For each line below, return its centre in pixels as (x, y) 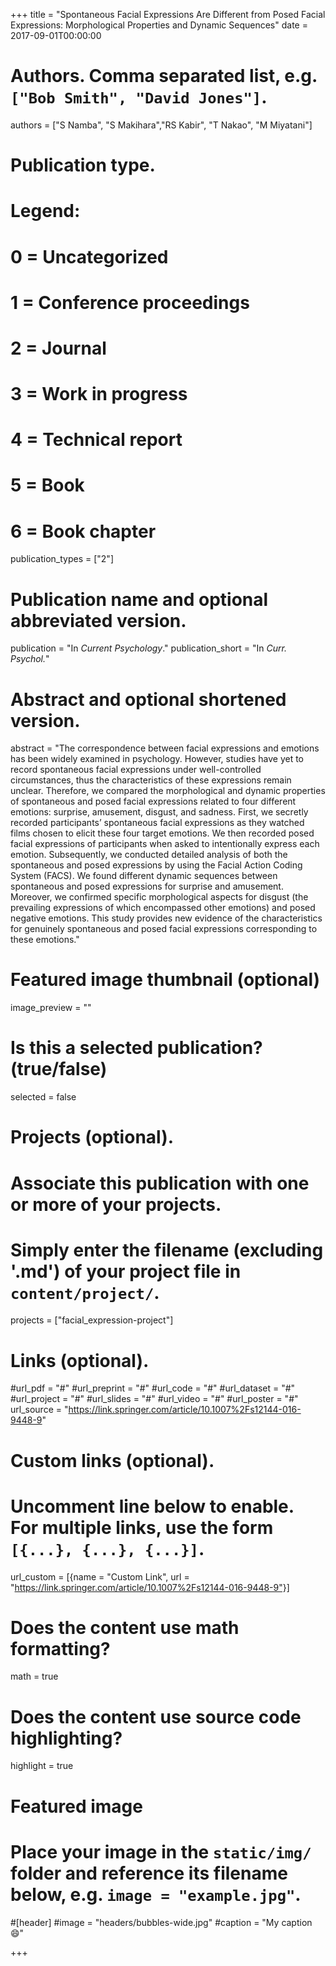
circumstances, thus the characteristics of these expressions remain (151, 780)
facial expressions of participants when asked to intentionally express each (165, 844)
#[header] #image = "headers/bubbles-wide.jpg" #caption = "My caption (161, 1922)
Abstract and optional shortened (148, 699)
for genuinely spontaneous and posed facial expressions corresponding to (164, 929)
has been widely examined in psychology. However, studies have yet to (157, 759)
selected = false (43, 1097)
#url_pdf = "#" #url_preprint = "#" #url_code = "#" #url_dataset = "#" (153, 1388)
